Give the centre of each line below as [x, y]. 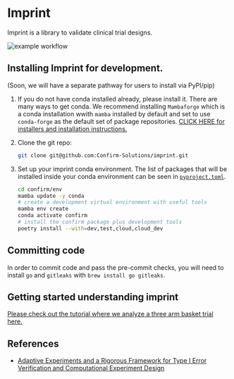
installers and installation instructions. [72, 129]
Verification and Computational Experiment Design [91, 368]
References [33, 343]
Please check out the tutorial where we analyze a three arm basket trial [110, 314]
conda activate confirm [53, 216]
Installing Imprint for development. [85, 68]
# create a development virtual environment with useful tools [112, 202]
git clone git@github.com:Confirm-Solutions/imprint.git [103, 155]
